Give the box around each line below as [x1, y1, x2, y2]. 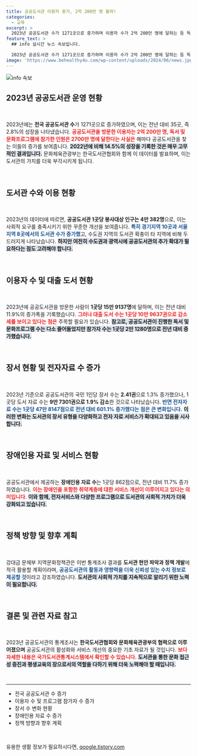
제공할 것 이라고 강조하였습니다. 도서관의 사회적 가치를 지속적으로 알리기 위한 [6, 573, 179, 581]
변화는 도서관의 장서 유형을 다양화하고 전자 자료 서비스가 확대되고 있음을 [16, 413, 179, 420]
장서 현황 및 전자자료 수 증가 [6, 363, 101, 373]
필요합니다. [12, 581, 38, 588]
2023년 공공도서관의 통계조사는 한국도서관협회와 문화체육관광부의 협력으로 [6, 639, 177, 646]
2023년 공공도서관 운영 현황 [6, 93, 103, 103]
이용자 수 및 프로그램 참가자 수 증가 [14, 697, 95, 704]
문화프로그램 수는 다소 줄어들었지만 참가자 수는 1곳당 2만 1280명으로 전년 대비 [6, 326, 183, 333]
